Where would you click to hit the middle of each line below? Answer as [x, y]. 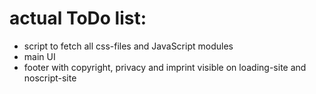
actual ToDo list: [78, 18]
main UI [39, 56]
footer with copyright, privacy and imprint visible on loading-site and [165, 67]
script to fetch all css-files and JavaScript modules [128, 46]
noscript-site [50, 78]
